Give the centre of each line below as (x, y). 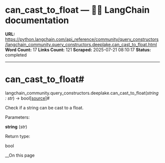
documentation (37, 20)
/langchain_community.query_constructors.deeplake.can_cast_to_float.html (81, 44)
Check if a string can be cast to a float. (44, 108)
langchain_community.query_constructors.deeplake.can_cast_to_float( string (82, 93)
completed (16, 55)
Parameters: (17, 117)
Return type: (18, 136)
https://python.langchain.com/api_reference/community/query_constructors (82, 39)
